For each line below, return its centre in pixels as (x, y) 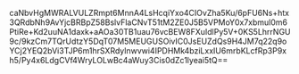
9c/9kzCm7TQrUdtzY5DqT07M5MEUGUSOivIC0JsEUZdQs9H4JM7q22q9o (148, 41)
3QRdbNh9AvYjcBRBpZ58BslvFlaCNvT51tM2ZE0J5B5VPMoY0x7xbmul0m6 (149, 22)
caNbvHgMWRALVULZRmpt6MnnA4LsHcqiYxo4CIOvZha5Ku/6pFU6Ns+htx (149, 13)
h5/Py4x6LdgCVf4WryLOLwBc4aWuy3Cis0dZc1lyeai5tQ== (119, 60)
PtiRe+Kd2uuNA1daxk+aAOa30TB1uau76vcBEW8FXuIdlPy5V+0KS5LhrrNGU (150, 32)
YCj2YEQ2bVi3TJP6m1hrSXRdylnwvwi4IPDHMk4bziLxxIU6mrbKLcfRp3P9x (148, 51)
